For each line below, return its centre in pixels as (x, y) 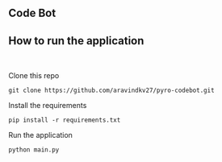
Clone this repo (34, 76)
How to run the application (76, 41)
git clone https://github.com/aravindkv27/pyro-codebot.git (112, 91)
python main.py (34, 150)
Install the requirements (48, 106)
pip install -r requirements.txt (65, 120)
